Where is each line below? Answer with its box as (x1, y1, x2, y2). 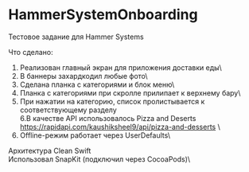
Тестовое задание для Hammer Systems (8, 32, 145, 41)
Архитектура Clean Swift (8, 146, 91, 155)
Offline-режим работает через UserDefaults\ (19, 130, 171, 140)
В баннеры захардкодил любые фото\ (19, 71, 149, 80)
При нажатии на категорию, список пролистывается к (19, 96, 205, 106)
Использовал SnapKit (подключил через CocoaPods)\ (8, 154, 191, 164)
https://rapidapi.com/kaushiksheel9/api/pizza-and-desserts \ (19, 122, 220, 131)
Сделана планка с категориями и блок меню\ (19, 80, 175, 89)
